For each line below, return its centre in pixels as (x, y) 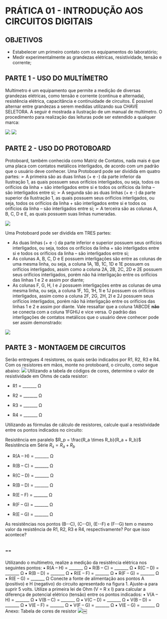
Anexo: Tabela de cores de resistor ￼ (46, 611)
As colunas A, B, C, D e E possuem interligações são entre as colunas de (87, 259)
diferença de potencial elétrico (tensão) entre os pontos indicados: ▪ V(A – (82, 594)
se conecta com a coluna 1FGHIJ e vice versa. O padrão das (74, 312)
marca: (12, 122)
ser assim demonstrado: (37, 322)
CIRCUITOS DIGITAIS (49, 21)
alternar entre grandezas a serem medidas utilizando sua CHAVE (72, 106)
